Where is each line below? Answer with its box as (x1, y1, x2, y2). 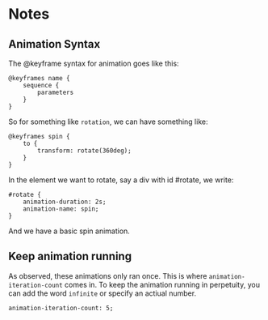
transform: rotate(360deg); (37, 147, 132, 155)
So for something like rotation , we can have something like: (8, 117, 208, 126)
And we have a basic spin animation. (8, 226, 131, 236)
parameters (37, 88, 74, 96)
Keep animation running (8, 250, 132, 263)
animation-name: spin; (23, 205, 99, 213)
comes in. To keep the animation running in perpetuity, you (64, 279, 261, 289)
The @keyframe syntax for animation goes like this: (8, 58, 179, 68)
